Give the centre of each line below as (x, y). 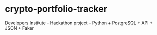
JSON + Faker (19, 28)
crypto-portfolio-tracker (56, 9)
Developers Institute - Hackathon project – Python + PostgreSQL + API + (79, 23)
